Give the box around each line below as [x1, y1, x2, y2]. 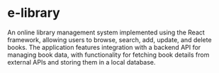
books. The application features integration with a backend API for [7, 43, 201, 51]
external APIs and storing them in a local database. [7, 58, 156, 66]
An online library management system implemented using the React [7, 28, 206, 36]
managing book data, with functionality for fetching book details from [7, 51, 210, 59]
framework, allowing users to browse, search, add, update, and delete [7, 35, 212, 44]
